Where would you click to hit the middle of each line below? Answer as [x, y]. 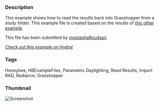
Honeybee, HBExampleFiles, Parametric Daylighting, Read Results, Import [79, 70]
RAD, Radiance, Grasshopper [34, 75]
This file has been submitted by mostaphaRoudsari [56, 37]
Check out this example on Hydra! [39, 47]
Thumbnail [18, 88]
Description [19, 7]
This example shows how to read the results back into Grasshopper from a [80, 18]
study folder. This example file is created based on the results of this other [79, 23]
